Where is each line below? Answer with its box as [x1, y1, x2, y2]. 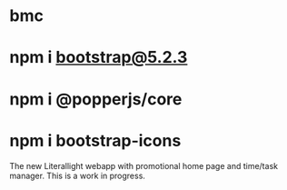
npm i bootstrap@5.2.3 [9, 47, 188, 68]
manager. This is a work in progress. [9, 170, 145, 181]
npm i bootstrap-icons [9, 130, 182, 151]
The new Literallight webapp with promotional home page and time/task [9, 160, 279, 171]
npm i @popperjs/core [9, 88, 183, 109]
